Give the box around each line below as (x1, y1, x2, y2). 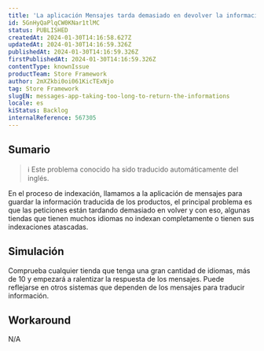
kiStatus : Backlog (8, 107, 68, 115)
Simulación (8, 245, 64, 258)
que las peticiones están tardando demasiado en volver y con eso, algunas (8, 205, 251, 215)
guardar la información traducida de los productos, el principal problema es (8, 197, 253, 206)
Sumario (8, 143, 51, 157)
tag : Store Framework (8, 84, 79, 93)
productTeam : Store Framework (8, 70, 108, 78)
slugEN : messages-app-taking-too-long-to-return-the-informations (8, 92, 230, 100)
